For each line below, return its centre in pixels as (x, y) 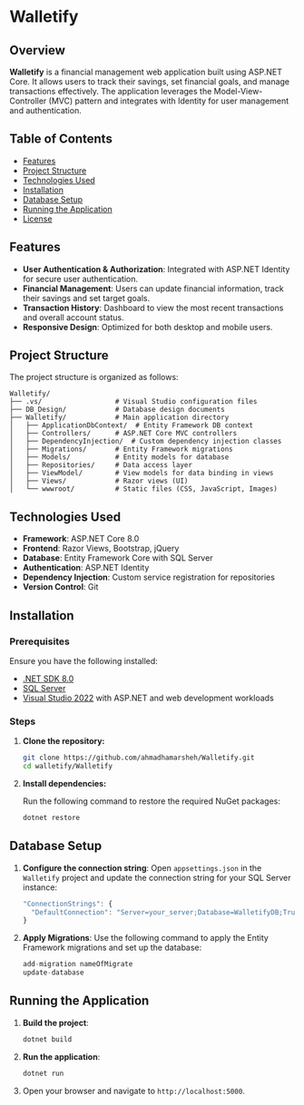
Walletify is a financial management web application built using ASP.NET (146, 72)
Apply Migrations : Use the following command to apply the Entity (146, 938)
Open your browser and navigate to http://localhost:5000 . (133, 1090)
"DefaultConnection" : (72, 912)
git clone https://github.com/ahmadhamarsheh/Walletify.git (138, 758)
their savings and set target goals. (86, 298)
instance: (39, 887)
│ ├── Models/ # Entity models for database (119, 457)
